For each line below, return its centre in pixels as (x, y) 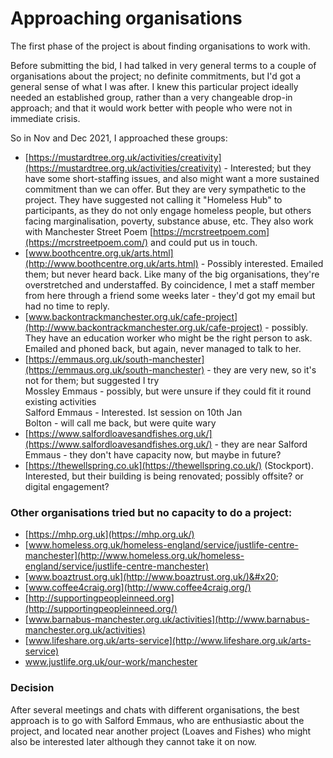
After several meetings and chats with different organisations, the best (155, 709)
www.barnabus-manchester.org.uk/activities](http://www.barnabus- (169, 619)
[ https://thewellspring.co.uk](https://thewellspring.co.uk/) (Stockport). (169, 465)
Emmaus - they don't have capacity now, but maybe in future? (153, 454)
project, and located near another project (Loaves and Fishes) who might (161, 731)
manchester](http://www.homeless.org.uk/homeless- (134, 556)
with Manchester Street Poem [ (89, 231)
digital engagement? (67, 486)
